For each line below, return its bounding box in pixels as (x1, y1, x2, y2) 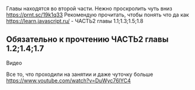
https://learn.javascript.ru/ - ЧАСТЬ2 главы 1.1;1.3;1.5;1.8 (6, 18, 143, 24)
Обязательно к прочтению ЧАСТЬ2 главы (6, 35, 169, 45)
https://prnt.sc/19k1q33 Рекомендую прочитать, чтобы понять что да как (6, 11, 190, 18)
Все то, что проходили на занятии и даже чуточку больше (6, 71, 154, 78)
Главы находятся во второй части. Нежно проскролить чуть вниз (6, 5, 172, 12)
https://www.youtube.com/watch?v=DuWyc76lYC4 (6, 76, 132, 84)
